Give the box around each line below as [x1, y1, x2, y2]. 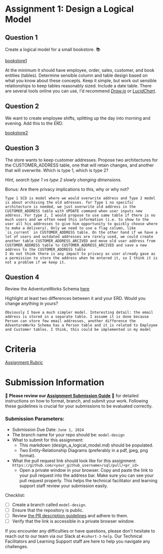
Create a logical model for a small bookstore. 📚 [5, 46, 101, 52]
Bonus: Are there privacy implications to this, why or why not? [5, 186, 129, 192]
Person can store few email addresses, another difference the [5, 319, 136, 323]
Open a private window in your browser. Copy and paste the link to [19, 467, 153, 473]
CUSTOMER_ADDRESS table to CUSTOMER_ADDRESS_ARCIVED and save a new [5, 243, 147, 248]
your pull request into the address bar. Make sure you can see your [19, 472, 154, 478]
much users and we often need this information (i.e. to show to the [5, 217, 149, 222]
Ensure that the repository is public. [12, 507, 84, 513]
